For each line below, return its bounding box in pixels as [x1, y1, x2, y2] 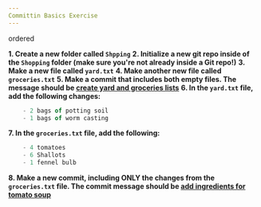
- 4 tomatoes [22, 144, 66, 152]
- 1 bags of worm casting [22, 114, 109, 122]
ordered [8, 33, 34, 43]
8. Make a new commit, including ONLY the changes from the [8, 173, 216, 182]
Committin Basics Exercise [8, 11, 98, 20]
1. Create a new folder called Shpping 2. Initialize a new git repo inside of [8, 49, 250, 58]
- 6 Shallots [22, 151, 66, 159]
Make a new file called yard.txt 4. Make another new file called [8, 65, 222, 76]
